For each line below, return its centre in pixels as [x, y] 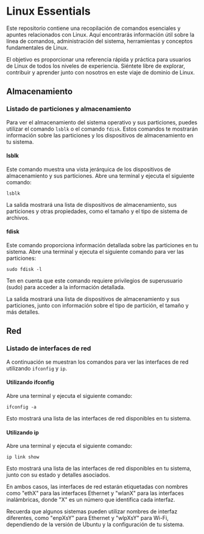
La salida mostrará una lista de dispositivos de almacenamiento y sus [93, 299]
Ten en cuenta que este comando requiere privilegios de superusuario [94, 281]
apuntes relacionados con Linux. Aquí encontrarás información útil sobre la [100, 34]
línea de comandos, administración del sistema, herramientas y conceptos [100, 41]
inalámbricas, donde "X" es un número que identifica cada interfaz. [91, 500]
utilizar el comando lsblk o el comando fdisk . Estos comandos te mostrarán [102, 129]
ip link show [23, 457]
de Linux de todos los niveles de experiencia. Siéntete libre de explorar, [96, 66]
